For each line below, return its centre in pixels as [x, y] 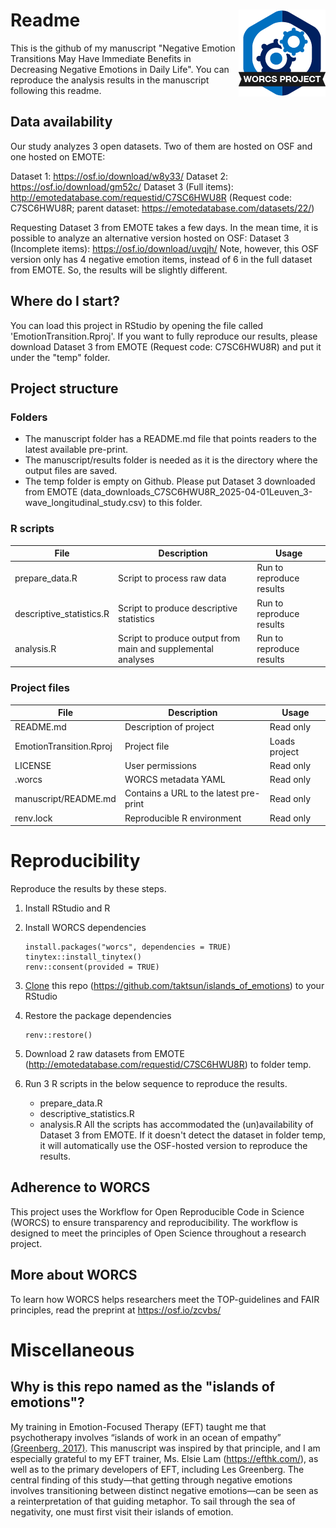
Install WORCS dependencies [85, 928]
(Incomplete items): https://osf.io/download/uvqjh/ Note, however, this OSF [165, 248]
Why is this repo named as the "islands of [143, 1387]
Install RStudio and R [67, 908]
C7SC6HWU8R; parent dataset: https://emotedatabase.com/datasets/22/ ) [162, 208]
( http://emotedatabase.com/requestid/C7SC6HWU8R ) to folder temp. [168, 1065]
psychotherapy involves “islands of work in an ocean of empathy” [146, 1437]
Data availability [61, 122]
